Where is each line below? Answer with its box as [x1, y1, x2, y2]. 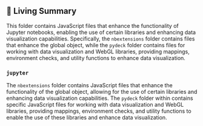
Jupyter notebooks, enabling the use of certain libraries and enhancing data [6, 28, 196, 36]
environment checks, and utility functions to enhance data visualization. [6, 54, 186, 61]
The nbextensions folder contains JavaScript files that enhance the [6, 82, 173, 89]
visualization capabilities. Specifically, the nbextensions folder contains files [6, 35, 195, 42]
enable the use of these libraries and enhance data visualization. [6, 114, 168, 121]
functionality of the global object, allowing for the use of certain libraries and [6, 88, 198, 96]
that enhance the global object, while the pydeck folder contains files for [6, 41, 185, 48]
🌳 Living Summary [6, 6, 77, 16]
